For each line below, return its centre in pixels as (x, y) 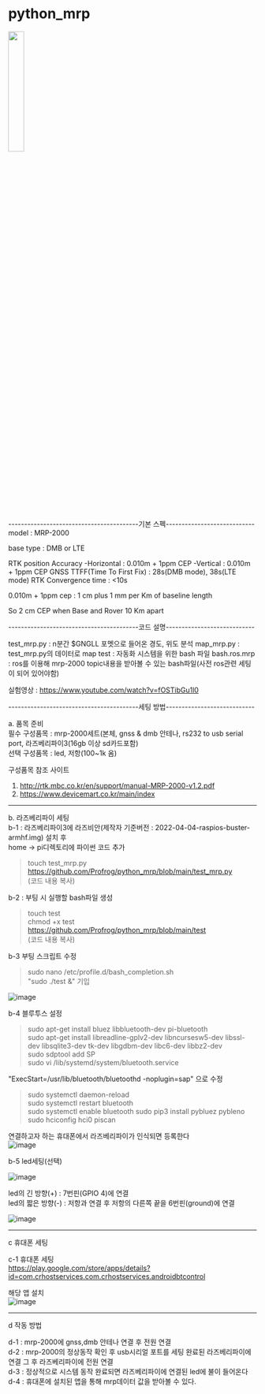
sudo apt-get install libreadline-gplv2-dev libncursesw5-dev (125, 1037)
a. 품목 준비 (26, 723)
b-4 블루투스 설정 (35, 1013)
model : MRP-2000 (39, 532)
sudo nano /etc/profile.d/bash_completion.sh (101, 971)
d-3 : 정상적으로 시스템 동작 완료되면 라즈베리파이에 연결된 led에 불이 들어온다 (128, 1371)
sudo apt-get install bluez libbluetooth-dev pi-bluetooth (118, 1029)
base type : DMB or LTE (47, 548)
